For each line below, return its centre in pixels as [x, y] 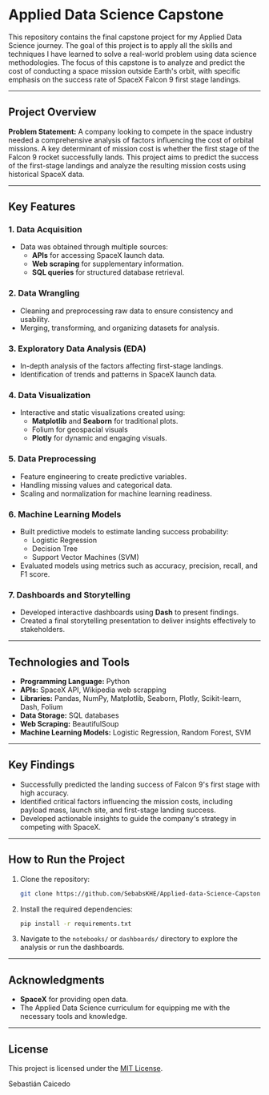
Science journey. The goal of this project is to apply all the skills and [120, 45]
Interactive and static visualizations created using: [102, 413]
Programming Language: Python [75, 682]
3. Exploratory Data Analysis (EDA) [77, 348]
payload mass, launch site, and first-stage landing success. [118, 810]
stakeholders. [42, 630]
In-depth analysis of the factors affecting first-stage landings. [122, 366]
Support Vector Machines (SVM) [85, 557]
